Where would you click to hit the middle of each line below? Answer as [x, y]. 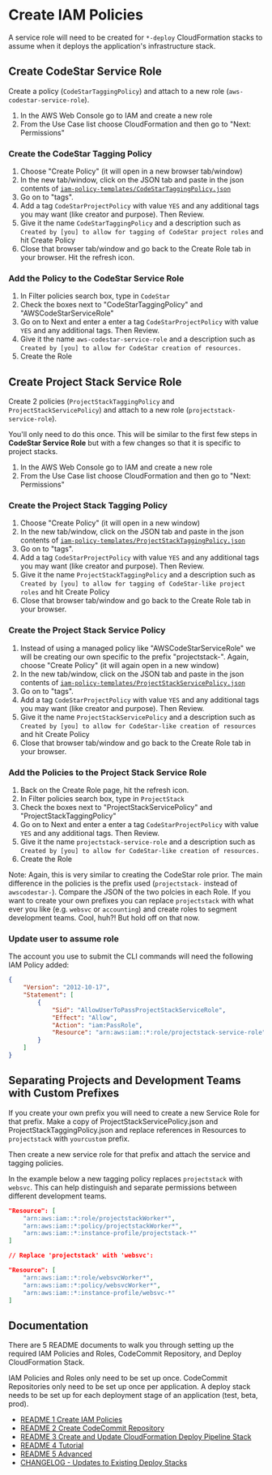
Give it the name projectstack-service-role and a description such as [138, 842]
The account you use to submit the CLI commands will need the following [131, 956]
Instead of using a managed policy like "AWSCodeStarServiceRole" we [138, 648]
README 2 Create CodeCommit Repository [92, 1428]
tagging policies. [36, 1163]
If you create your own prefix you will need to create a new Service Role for [134, 1113]
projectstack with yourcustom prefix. [69, 1138]
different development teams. [57, 1196]
